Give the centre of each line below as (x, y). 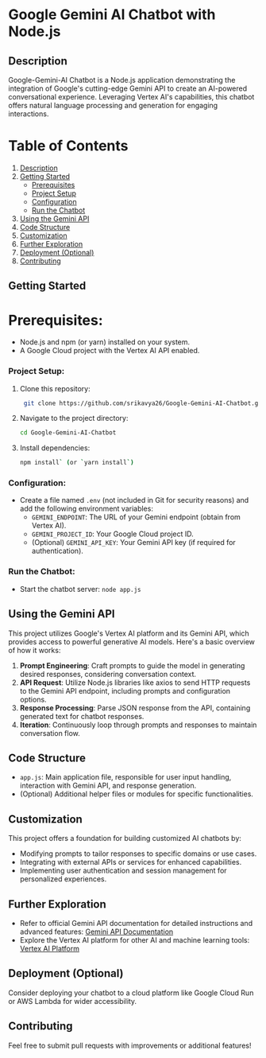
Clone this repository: (55, 388)
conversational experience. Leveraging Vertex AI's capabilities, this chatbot (131, 97)
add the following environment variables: (86, 509)
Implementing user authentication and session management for (123, 871)
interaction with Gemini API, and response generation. (108, 786)
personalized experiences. (63, 879)
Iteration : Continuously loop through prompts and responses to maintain (138, 725)
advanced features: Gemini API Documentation (96, 932)
